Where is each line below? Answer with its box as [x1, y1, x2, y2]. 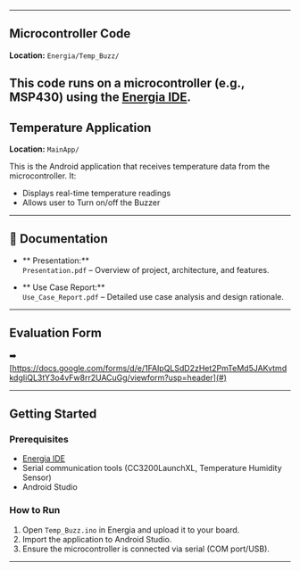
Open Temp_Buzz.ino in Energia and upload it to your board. [21, 524, 240, 535]
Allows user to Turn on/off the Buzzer [21, 197, 161, 208]
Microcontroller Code [9, 26, 131, 41]
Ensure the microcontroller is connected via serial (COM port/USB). [21, 543, 271, 554]
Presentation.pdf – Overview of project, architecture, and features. [21, 264, 270, 275]
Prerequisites [9, 433, 69, 445]
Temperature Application [9, 120, 152, 135]
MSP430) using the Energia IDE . [9, 90, 192, 105]
